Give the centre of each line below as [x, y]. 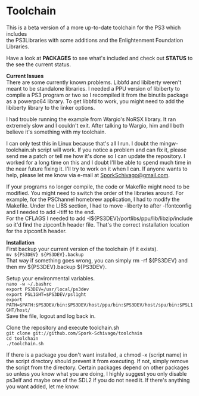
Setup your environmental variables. [51, 278]
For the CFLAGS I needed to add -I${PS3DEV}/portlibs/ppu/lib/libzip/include [99, 218]
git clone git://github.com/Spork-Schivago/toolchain [74, 333]
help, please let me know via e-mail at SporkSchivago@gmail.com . [88, 175]
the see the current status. [39, 64]
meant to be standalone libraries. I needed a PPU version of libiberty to [93, 88]
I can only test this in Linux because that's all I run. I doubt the [82, 143]
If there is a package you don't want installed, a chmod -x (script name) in [97, 355]
